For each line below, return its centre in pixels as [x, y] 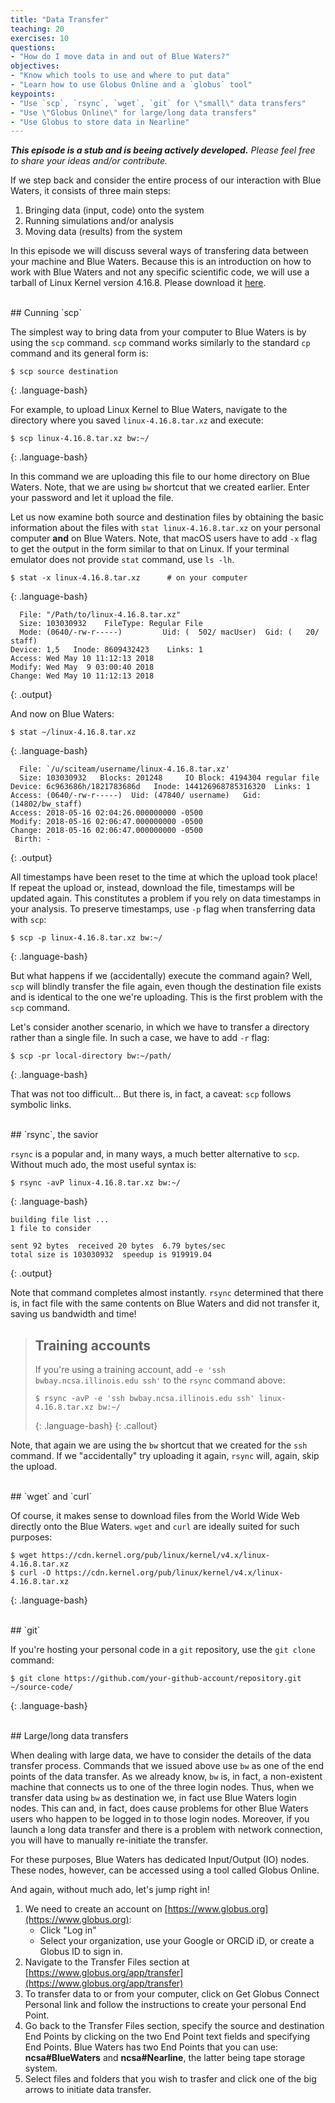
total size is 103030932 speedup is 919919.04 [111, 1255]
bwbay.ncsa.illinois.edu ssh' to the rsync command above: [160, 1380]
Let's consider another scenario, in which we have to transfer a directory [160, 1027]
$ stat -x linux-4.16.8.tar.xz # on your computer [129, 578]
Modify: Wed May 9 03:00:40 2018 [82, 667]
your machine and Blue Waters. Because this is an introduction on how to [161, 262]
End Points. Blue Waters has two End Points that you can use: [151, 2047]
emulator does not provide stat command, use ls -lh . [122, 560]
